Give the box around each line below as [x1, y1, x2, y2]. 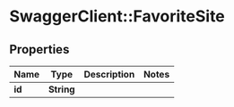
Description [83, 69, 135, 80]
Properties [9, 42, 70, 57]
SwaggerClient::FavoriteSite [9, 6, 226, 27]
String [48, 83, 75, 95]
